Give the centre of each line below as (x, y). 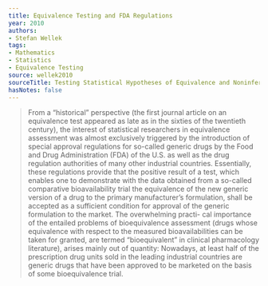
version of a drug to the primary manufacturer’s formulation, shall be (140, 197)
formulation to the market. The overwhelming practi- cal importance (140, 214)
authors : (23, 30)
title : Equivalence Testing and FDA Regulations (91, 16)
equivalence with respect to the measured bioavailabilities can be (135, 232)
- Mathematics (32, 53)
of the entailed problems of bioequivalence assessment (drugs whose (142, 223)
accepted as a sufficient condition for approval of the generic (128, 206)
